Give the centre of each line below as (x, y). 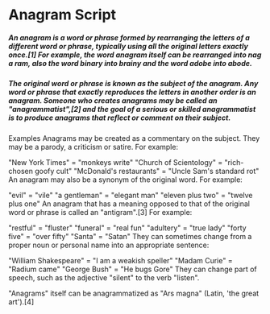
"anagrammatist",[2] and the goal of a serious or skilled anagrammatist (132, 109)
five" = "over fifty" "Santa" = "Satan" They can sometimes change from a (130, 236)
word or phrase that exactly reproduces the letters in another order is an (132, 92)
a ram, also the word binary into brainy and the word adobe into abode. (130, 63)
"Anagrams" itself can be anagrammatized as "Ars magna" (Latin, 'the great (134, 293)
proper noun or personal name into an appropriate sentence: (109, 245)
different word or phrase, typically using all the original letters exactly (128, 46)
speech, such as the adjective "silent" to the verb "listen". (104, 277)
